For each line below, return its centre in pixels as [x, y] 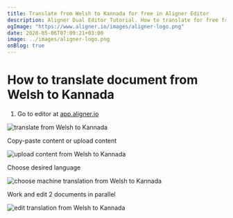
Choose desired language [44, 167]
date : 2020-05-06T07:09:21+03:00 [55, 33]
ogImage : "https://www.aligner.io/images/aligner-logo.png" [96, 26]
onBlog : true [26, 46]
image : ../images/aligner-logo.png [59, 39]
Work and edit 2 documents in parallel [61, 194]
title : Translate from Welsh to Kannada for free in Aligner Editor [108, 13]
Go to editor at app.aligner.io [58, 113]
